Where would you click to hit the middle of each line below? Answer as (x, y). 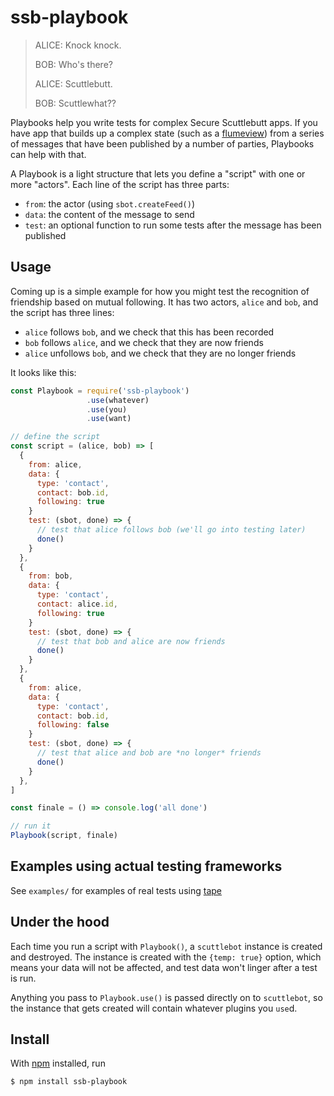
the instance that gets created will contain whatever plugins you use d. (154, 1008)
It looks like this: (43, 372)
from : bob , (51, 576)
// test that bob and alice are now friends (131, 641)
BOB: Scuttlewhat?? (75, 103)
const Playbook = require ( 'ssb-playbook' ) (100, 391)
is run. (23, 978)
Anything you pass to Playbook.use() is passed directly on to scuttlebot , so (166, 997)
